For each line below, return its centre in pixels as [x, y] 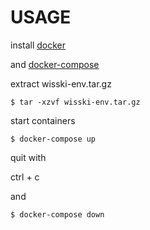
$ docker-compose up [53, 139]
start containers [43, 120]
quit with [28, 157]
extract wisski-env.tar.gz [61, 83]
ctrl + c [25, 177]
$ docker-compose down [57, 214]
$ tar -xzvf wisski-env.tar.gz [75, 102]
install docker [38, 45]
